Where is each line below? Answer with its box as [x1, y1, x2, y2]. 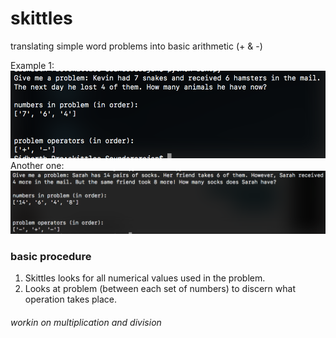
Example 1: [10, 59, 55, 71]
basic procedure [10, 250, 92, 264]
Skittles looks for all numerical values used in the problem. [24, 272, 266, 284]
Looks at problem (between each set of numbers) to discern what [24, 283, 296, 295]
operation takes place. [24, 293, 118, 306]
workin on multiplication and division [10, 317, 162, 329]
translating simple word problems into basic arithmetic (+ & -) [10, 40, 263, 52]
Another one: [10, 160, 65, 172]
